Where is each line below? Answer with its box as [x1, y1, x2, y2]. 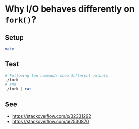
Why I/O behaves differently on [5, 3, 135, 15]
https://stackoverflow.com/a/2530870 [12, 119, 89, 124]
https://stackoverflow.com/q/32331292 [12, 113, 92, 119]
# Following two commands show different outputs [5, 73, 109, 78]
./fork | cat [5, 87, 32, 92]
